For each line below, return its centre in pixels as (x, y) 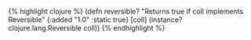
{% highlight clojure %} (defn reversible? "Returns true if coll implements (126, 11)
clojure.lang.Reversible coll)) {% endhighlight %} (87, 28)
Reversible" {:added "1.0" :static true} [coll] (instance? (95, 20)
